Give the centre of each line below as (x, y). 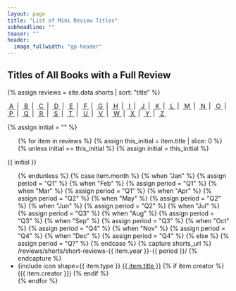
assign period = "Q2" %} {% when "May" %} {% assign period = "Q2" (119, 198)
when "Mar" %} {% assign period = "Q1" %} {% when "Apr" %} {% (114, 191)
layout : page (26, 14)
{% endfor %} (38, 280)
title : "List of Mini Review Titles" (63, 20)
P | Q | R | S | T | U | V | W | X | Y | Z (86, 113)
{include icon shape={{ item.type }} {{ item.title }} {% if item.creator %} (121, 266)
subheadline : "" (31, 27)
